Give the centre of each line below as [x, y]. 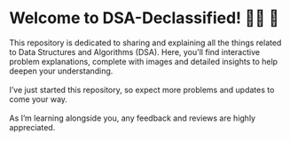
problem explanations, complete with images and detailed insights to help [143, 61]
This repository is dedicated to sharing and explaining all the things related [145, 43]
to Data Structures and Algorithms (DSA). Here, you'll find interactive [134, 51]
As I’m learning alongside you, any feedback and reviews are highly [132, 118]
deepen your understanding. [61, 71]
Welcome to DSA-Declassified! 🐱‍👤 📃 [144, 18]
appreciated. [32, 127]
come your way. [39, 99]
